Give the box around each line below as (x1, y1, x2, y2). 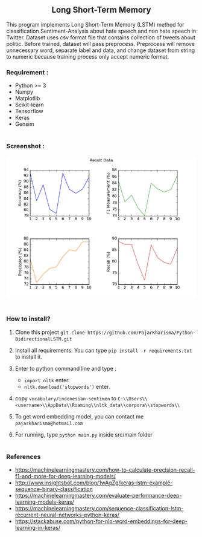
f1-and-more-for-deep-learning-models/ (14, 473, 116, 480)
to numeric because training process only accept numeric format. (6, 53, 169, 60)
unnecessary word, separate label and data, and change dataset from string (6, 47, 195, 54)
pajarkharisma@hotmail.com (14, 420, 83, 426)
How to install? (6, 314, 51, 323)
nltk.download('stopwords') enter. (24, 383, 110, 390)
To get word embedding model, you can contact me (14, 412, 144, 420)
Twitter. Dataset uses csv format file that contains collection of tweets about (6, 33, 196, 41)
